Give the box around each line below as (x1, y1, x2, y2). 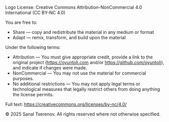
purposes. (12, 76, 34, 81)
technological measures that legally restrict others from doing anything (12, 86, 160, 92)
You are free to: (5, 20, 38, 25)
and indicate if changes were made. (12, 65, 87, 71)
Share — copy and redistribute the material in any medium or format (12, 29, 154, 35)
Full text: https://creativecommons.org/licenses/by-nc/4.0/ (5, 101, 127, 107)
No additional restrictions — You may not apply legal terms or (12, 81, 140, 87)
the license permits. (12, 92, 54, 97)
